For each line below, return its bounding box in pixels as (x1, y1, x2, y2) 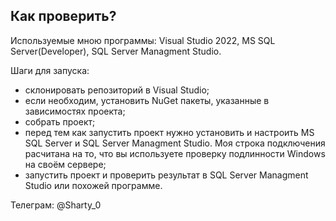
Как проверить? (10, 8, 117, 25)
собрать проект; (24, 115, 96, 128)
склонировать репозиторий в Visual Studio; (24, 84, 210, 96)
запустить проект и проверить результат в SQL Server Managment (24, 169, 309, 181)
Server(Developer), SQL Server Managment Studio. (10, 45, 222, 57)
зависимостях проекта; (24, 105, 126, 117)
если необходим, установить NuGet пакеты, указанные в (24, 94, 270, 106)
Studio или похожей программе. (24, 179, 163, 191)
